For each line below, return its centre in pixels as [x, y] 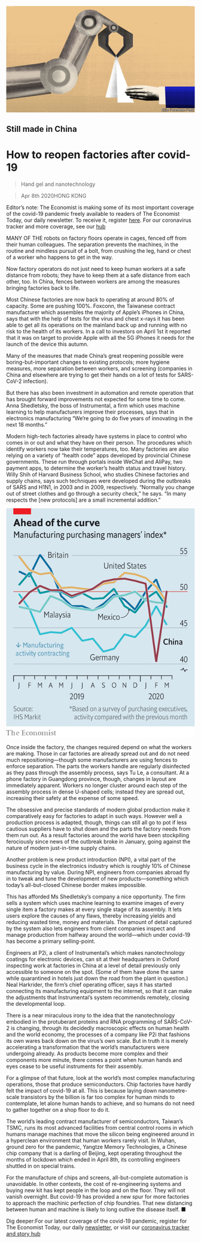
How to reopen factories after [81, 155]
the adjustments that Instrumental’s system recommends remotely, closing [98, 997]
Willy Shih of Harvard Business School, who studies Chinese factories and [98, 474]
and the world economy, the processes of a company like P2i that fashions [98, 1034]
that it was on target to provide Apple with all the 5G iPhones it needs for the [100, 337]
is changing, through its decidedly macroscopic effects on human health [100, 1028]
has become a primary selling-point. [51, 942]
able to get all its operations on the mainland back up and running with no [97, 325]
